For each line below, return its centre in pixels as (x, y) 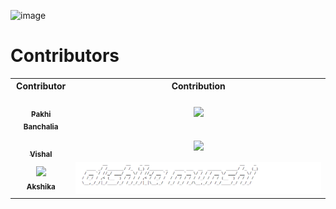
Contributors (65, 56)
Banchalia (41, 127)
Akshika (41, 186)
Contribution (198, 86)
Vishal (41, 154)
